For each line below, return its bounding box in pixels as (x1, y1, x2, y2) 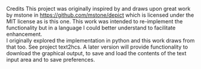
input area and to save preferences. (6, 56, 95, 63)
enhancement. (6, 31, 42, 38)
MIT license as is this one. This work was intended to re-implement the (6, 18, 183, 25)
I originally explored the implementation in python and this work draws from (6, 37, 195, 44)
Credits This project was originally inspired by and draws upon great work (6, 5, 191, 12)
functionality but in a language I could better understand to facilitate (6, 24, 176, 31)
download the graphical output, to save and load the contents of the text (6, 50, 186, 56)
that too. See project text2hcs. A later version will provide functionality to (6, 43, 188, 50)
